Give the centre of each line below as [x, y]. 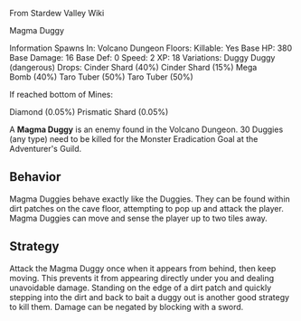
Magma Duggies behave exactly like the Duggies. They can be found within [150, 199]
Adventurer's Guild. [46, 149]
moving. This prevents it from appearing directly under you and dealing [142, 278]
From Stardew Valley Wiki [57, 13]
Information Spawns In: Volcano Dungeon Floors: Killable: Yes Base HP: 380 [151, 48]
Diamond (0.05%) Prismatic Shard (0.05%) [89, 112]
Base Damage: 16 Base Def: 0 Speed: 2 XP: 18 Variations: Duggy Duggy [142, 57]
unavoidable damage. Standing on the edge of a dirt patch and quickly [141, 288]
